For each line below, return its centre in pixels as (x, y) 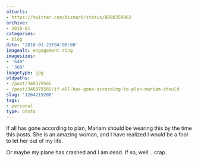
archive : (17, 23)
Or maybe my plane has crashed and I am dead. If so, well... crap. (87, 152)
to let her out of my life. (35, 141)
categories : (21, 34)
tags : (13, 100)
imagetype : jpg (25, 73)
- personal (20, 106)
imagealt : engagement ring (40, 51)
